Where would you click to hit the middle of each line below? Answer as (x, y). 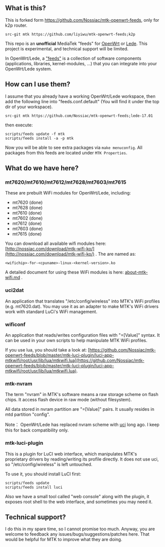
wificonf (15, 324)
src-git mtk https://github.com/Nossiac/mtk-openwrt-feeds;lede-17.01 (79, 116)
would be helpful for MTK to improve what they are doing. (64, 540)
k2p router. (16, 25)
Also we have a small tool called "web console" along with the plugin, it (77, 496)
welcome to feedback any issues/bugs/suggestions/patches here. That (77, 534)
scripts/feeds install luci (34, 487)
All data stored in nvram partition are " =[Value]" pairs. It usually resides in (80, 409)
